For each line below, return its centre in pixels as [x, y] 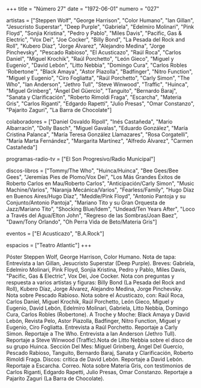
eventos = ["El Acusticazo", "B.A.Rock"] [55, 233]
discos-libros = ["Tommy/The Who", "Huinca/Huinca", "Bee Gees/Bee [92, 171]
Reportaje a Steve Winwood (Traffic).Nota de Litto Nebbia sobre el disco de [100, 340]
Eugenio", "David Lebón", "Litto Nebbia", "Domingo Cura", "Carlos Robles [97, 65]
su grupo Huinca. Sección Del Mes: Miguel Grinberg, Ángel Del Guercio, [95, 346]
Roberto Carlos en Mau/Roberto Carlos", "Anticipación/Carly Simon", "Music [100, 183]
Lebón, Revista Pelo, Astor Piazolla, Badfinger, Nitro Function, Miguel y [94, 321]
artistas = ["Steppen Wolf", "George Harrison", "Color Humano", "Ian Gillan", [100, 20]
